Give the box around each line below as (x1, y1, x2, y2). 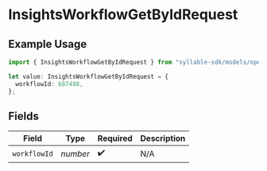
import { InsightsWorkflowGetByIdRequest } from (8, 58, 172, 66)
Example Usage (8, 37, 87, 51)
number (60, 148, 90, 159)
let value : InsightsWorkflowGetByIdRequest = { (8, 72, 169, 80)
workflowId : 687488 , (15, 80, 83, 88)
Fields (8, 109, 40, 122)
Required (97, 133, 133, 144)
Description (140, 133, 186, 144)
